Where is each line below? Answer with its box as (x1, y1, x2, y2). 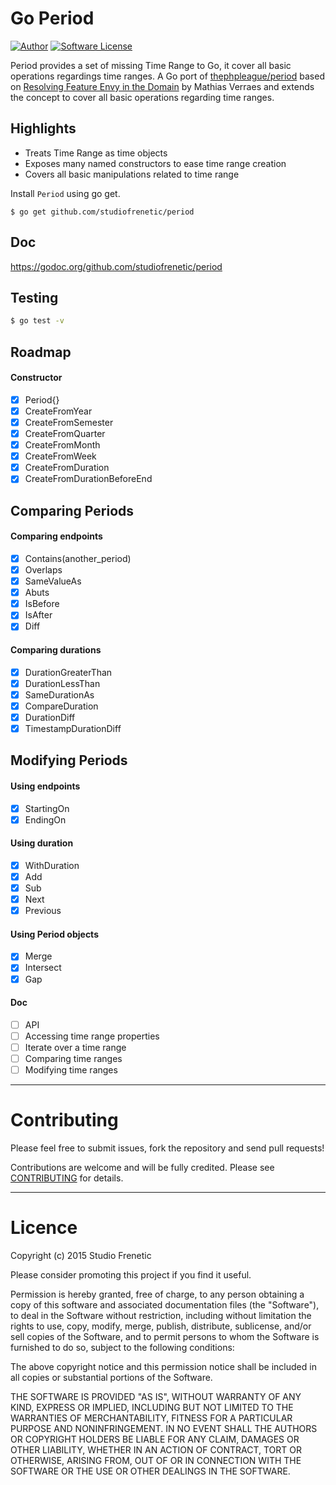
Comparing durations (10, 643, 102, 656)
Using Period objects (10, 928, 99, 940)
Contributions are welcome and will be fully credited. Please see (10, 1162, 275, 1174)
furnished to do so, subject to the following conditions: (10, 1341, 235, 1353)
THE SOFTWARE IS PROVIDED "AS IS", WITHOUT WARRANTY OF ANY (10, 1390, 302, 1402)
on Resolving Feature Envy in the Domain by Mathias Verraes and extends (10, 80, 315, 92)
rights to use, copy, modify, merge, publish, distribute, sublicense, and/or (10, 1320, 312, 1332)
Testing (10, 289, 59, 306)
